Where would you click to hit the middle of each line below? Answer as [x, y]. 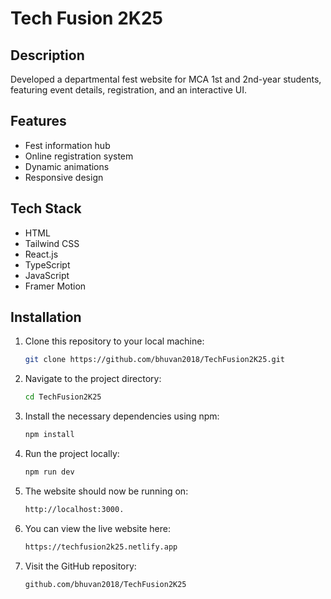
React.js [41, 254]
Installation [46, 317]
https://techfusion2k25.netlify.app [101, 547]
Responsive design [64, 177]
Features [38, 121]
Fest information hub [67, 145]
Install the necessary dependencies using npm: [122, 416]
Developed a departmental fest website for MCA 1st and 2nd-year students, [166, 79]
